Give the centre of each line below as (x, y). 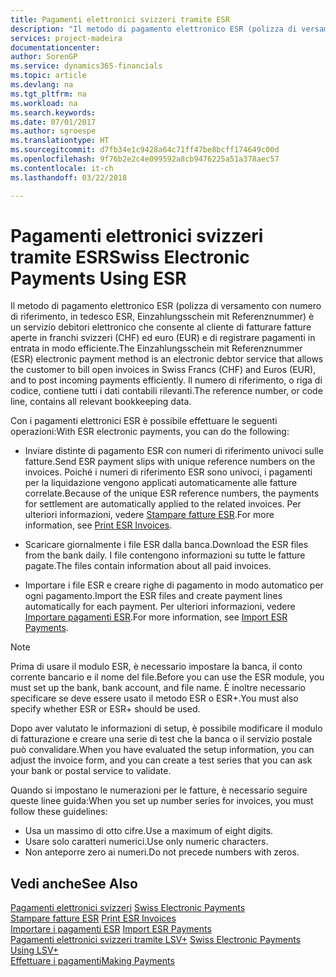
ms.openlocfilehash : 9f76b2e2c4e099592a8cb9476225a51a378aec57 (145, 159)
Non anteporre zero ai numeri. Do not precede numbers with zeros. (162, 852)
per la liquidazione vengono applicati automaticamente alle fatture (161, 483)
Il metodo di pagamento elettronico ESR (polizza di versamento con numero (166, 306)
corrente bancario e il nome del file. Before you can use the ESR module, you (167, 677)
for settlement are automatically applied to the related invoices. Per (163, 504)
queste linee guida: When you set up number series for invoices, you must (162, 801)
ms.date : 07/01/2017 (53, 122)
